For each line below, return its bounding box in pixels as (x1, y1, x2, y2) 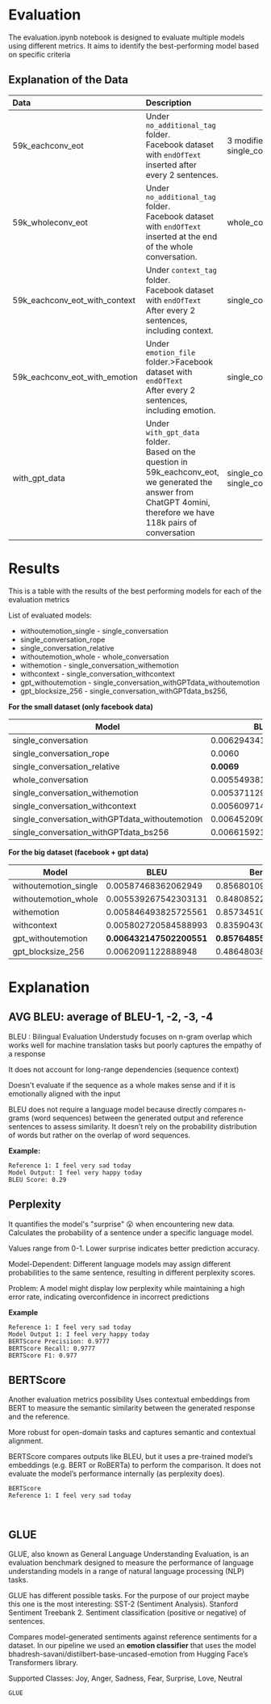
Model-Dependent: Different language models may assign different (8, 1259, 231, 1268)
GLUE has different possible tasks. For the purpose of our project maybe (8, 1591, 250, 1601)
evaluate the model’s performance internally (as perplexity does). (8, 1469, 225, 1478)
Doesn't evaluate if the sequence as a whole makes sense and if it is (8, 1080, 236, 1090)
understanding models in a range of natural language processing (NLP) (8, 1567, 244, 1576)
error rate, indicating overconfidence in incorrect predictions (8, 1292, 210, 1301)
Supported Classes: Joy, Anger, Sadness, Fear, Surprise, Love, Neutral (8, 1673, 243, 1683)
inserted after (145, 159, 198, 171)
